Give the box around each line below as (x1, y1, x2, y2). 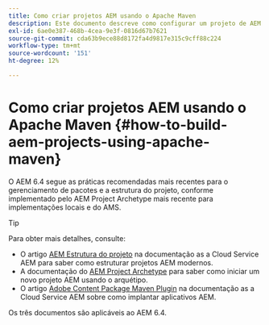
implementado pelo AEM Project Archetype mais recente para (8, 194, 213, 203)
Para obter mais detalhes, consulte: (8, 233, 126, 243)
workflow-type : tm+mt (8, 42, 81, 50)
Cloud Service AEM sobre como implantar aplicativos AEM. (19, 292, 217, 302)
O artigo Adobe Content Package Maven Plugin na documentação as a (19, 283, 255, 293)
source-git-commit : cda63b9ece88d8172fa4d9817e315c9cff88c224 (8, 34, 221, 43)
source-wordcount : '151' (8, 49, 92, 57)
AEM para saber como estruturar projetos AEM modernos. (19, 257, 213, 267)
